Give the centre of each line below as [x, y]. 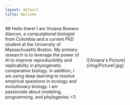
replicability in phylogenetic [33, 65]
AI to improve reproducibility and [38, 60]
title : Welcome [21, 14]
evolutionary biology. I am [32, 86]
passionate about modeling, [33, 92]
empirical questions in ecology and [41, 81]
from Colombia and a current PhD [39, 39]
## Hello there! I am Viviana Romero [42, 28]
